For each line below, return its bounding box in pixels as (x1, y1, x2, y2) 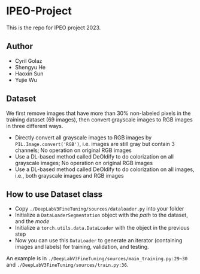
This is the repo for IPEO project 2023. (6, 24, 101, 31)
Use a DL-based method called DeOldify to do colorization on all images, (14, 166, 195, 173)
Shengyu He (14, 63, 46, 71)
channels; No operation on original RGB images (14, 147, 132, 154)
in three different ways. (6, 122, 63, 129)
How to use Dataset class (6, 189, 103, 199)
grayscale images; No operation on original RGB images (14, 159, 153, 166)
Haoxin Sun (14, 70, 44, 77)
